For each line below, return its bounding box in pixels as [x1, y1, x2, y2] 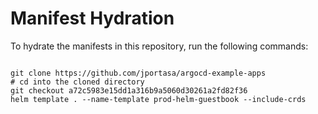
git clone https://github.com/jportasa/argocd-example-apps [10, 68, 267, 78]
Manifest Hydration [10, 7, 175, 30]
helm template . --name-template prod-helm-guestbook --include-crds [10, 94, 307, 104]
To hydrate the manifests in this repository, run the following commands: [10, 40, 309, 52]
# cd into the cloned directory [10, 77, 145, 87]
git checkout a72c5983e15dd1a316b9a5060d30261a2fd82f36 [10, 85, 248, 96]
